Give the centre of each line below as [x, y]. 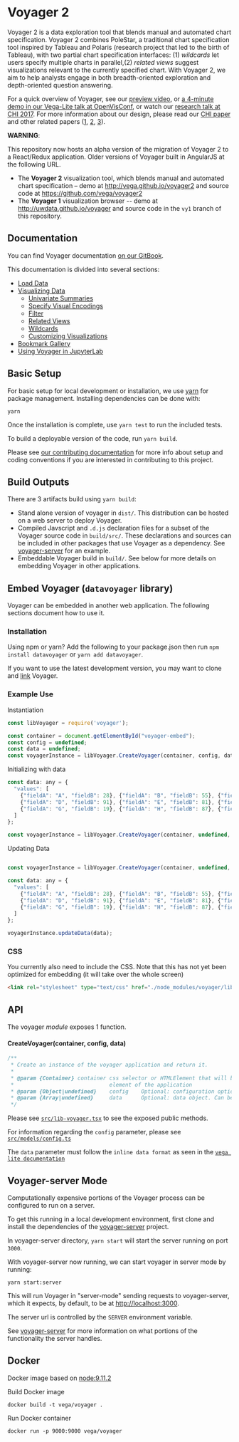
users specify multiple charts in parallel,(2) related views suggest [103, 62]
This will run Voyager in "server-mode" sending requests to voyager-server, [118, 1296]
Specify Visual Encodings [65, 305]
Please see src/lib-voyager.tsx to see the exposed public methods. [108, 1118]
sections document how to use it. [56, 613]
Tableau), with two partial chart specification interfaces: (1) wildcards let [113, 55]
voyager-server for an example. [64, 551]
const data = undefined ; [44, 749]
